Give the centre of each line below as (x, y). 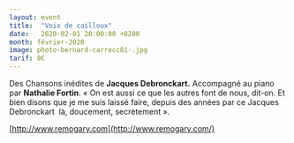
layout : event (35, 17)
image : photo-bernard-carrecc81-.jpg (79, 50)
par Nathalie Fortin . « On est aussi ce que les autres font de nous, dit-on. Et (147, 93)
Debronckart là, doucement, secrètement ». (90, 112)
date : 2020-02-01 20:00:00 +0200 (75, 34)
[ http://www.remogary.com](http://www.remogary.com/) (112, 128)
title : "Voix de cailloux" (61, 26)
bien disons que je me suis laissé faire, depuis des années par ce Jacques (144, 102)
